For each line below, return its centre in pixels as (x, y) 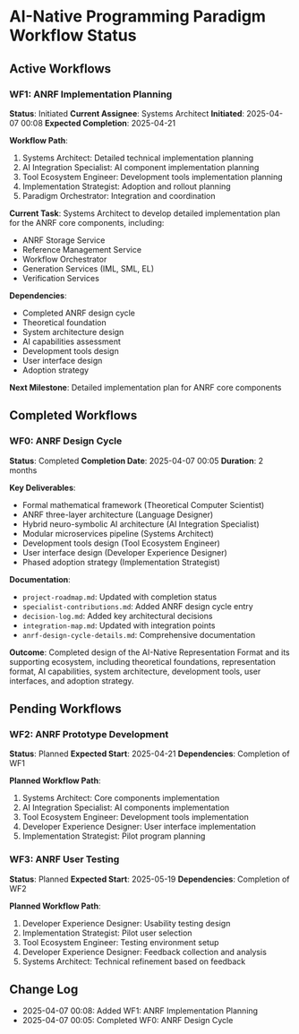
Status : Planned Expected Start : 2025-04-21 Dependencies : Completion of (149, 754)
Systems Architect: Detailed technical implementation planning (138, 158)
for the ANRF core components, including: (87, 222)
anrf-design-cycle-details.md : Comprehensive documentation (139, 634)
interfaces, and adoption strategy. (72, 681)
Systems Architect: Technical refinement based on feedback (134, 961)
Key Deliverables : (43, 487)
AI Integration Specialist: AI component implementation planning (141, 167)
